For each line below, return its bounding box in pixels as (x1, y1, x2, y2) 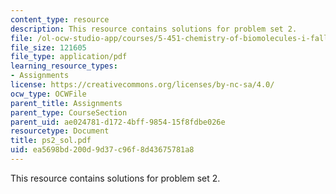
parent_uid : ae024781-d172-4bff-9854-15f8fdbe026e (10, 117, 226, 127)
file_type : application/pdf (10, 52, 128, 62)
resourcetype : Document (10, 126, 110, 136)
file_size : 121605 (10, 42, 87, 53)
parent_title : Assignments (10, 98, 123, 108)
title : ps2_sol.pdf (10, 136, 92, 146)
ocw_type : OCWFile (10, 89, 87, 99)
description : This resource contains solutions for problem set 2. (10, 24, 298, 34)
